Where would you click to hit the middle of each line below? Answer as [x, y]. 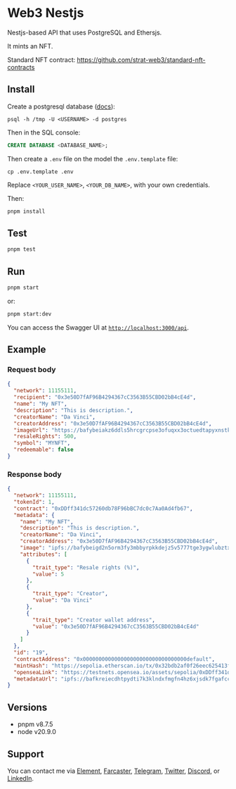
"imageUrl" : [31, 430]
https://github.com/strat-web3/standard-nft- [141, 60]
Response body [34, 474]
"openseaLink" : [36, 672]
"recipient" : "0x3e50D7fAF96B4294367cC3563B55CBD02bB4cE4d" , [105, 397]
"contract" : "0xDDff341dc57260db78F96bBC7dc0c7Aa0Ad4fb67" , [103, 509]
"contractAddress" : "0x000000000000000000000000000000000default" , [114, 659]
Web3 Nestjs [46, 13]
